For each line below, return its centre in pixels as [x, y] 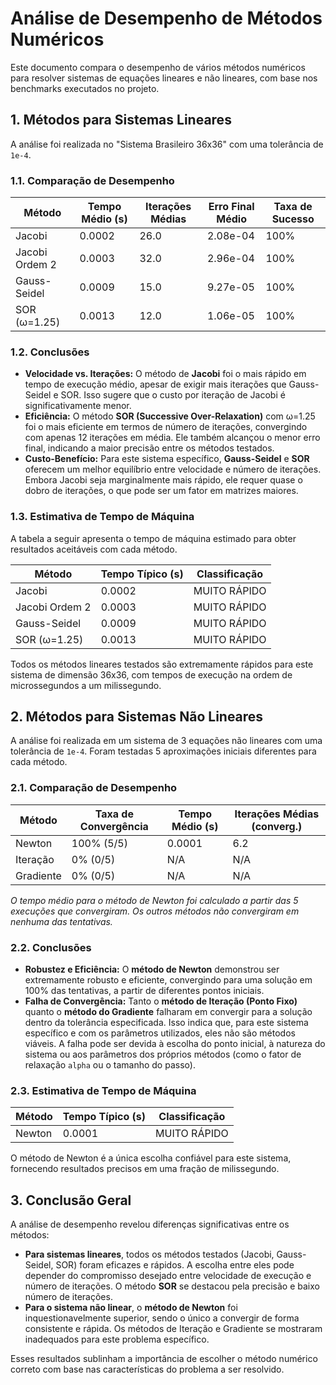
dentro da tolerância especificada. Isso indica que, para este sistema [166, 1023]
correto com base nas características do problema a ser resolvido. [147, 1369]
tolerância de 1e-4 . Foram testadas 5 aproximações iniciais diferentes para [163, 751]
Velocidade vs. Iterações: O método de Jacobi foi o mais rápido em [165, 374]
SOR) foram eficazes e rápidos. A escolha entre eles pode [175, 1265]
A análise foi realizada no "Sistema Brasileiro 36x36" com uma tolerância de [167, 144]
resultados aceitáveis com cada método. [94, 549]
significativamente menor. [78, 406]
